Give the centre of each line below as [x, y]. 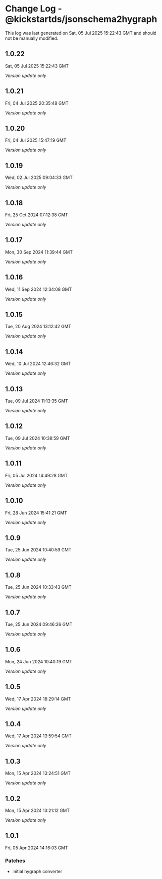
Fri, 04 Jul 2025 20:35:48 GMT [37, 103]
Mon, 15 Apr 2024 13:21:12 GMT [38, 810]
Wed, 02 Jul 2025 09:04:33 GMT [39, 177]
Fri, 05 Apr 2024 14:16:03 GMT [37, 848]
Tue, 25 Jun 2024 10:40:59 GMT [38, 550]
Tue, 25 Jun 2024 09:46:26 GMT [39, 624]
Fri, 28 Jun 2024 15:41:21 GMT [36, 513]
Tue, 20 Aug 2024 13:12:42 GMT [38, 327]
